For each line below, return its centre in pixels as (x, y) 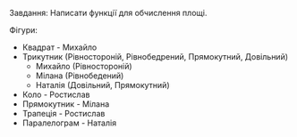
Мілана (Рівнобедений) (80, 76)
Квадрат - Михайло (59, 47)
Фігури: (24, 30)
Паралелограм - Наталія (69, 123)
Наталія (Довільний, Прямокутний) (102, 85)
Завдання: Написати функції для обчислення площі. (108, 13)
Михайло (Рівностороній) (84, 66)
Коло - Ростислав (56, 94)
